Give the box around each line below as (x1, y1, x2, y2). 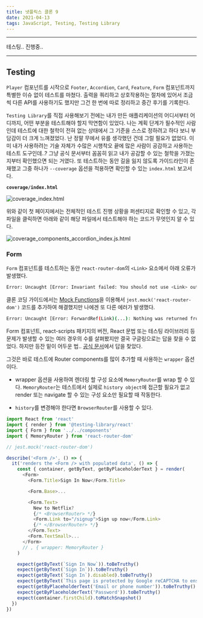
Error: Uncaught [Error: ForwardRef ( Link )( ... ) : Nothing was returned (6, 316, 188, 322)
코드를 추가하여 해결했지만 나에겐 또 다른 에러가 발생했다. (21, 304, 155, 311)
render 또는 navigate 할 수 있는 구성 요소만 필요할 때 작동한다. (14, 391, 162, 398)
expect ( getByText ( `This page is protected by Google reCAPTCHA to (17, 578, 188, 584)
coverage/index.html (6, 184, 59, 191)
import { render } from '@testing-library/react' (6, 422, 134, 428)
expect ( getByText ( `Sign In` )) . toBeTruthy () (17, 566, 129, 573)
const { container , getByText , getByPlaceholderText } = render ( (17, 466, 185, 472)
